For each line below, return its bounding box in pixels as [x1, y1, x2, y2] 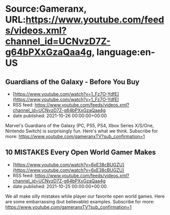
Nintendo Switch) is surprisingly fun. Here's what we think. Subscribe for [5, 128, 158, 134]
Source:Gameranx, [5, 3, 87, 15]
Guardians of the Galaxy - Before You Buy [5, 77, 140, 86]
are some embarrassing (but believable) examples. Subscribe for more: [5, 198, 155, 204]
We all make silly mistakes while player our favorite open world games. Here [5, 193, 165, 199]
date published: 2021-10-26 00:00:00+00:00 [12, 113, 107, 119]
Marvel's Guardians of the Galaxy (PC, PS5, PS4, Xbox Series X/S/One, [5, 123, 154, 128]
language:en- [96, 46, 155, 58]
